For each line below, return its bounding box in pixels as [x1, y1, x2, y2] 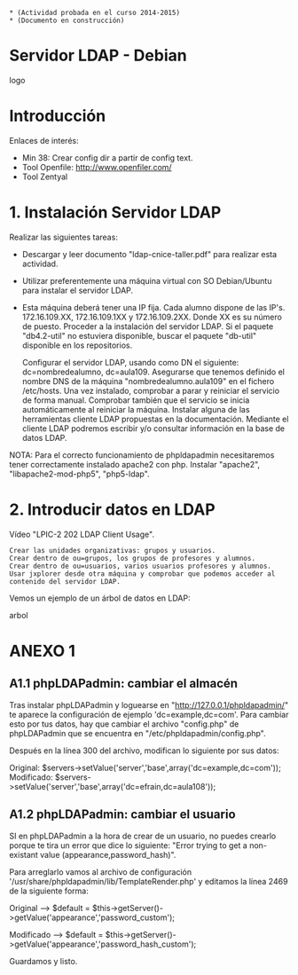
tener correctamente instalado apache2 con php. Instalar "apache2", [9, 459, 260, 469]
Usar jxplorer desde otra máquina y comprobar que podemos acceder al [9, 569, 276, 578]
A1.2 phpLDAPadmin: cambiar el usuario [9, 807, 237, 822]
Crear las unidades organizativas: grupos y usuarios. [9, 546, 216, 554]
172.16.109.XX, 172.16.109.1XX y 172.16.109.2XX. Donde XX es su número [21, 311, 282, 322]
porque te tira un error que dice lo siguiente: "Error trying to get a [9, 839, 248, 851]
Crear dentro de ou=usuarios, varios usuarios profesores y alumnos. [9, 562, 272, 570]
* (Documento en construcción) [9, 16, 125, 25]
